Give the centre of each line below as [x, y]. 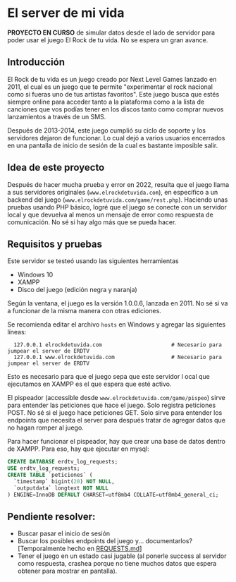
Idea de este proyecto [56, 168]
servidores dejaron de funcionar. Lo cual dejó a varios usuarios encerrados [116, 138]
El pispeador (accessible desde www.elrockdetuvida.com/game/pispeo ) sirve [116, 398]
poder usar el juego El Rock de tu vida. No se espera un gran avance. [108, 40]
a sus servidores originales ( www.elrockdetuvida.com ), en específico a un [113, 192]
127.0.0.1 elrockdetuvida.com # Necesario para [118, 345]
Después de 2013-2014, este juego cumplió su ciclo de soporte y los [107, 130]
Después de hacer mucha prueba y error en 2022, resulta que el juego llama [118, 184]
